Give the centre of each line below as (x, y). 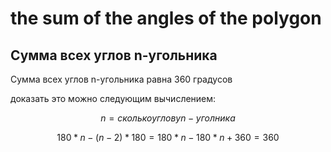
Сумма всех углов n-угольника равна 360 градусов (121, 79)
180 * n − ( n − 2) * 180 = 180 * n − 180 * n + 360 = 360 (168, 137)
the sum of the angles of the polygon (166, 18)
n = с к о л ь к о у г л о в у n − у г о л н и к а (168, 118)
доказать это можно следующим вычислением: (113, 98)
